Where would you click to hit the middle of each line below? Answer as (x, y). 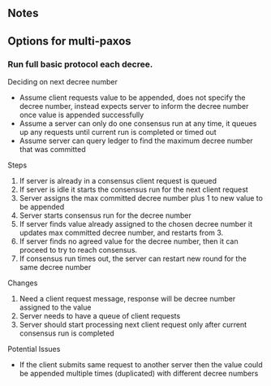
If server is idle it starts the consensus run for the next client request (133, 189)
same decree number (55, 267)
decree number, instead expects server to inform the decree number (134, 106)
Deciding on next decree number (63, 82)
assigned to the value (55, 307)
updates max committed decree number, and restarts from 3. (121, 233)
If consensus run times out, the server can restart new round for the (133, 258)
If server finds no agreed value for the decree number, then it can (129, 241)
